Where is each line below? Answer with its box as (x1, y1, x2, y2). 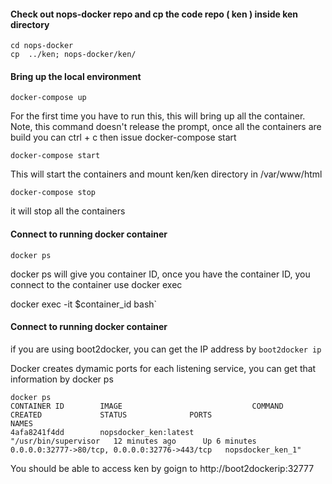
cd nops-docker (10, 41, 74, 51)
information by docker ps (10, 373, 114, 385)
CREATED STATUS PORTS (10, 410, 213, 420)
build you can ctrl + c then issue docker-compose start (10, 131, 237, 144)
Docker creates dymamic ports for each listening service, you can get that (10, 362, 317, 374)
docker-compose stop (10, 188, 97, 198)
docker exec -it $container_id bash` (10, 298, 158, 310)
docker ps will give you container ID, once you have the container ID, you (10, 268, 311, 280)
